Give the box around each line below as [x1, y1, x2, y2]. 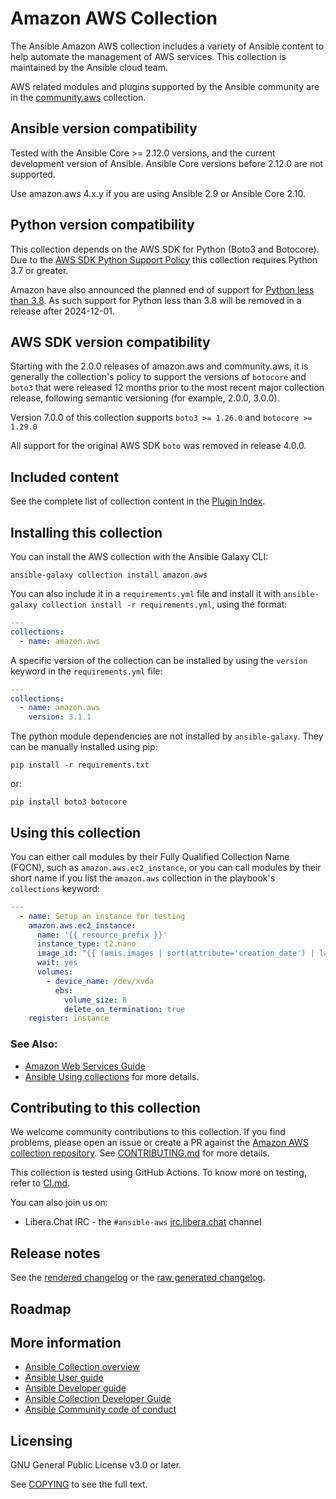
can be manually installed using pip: [10, 741, 158, 753]
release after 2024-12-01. [10, 305, 116, 317]
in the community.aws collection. [10, 91, 147, 103]
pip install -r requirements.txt [10, 760, 150, 771]
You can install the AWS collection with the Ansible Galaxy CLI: [10, 551, 269, 562]
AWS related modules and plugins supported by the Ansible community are [10, 80, 320, 92]
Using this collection [10, 824, 142, 841]
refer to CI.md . [10, 1177, 71, 1189]
